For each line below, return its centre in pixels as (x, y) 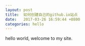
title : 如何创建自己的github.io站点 (41, 15)
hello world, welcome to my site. (39, 38)
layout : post (19, 10)
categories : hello (25, 24)
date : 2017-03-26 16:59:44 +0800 (43, 19)
